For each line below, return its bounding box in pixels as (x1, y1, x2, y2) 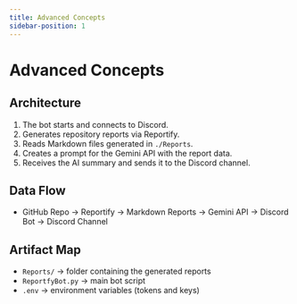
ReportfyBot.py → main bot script (21, 275, 145, 286)
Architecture (9, 96, 82, 111)
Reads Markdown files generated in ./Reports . (21, 138, 194, 148)
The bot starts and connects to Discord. (21, 119, 169, 130)
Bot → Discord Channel (21, 216, 109, 227)
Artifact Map (9, 242, 82, 258)
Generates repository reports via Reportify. (21, 129, 180, 139)
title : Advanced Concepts (9, 13, 105, 22)
